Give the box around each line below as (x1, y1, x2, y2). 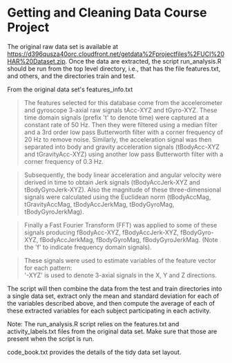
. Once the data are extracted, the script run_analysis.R (65, 57, 222, 65)
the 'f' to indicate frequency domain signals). (23, 243, 152, 251)
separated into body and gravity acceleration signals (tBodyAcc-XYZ (23, 142, 220, 151)
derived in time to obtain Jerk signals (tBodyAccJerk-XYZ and (23, 178, 200, 186)
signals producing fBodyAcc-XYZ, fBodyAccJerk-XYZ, (23, 228, 180, 236)
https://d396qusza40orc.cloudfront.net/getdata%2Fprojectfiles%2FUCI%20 (7, 50, 225, 58)
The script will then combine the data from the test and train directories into (7, 284, 222, 292)
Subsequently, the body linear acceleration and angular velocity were (23, 171, 222, 179)
